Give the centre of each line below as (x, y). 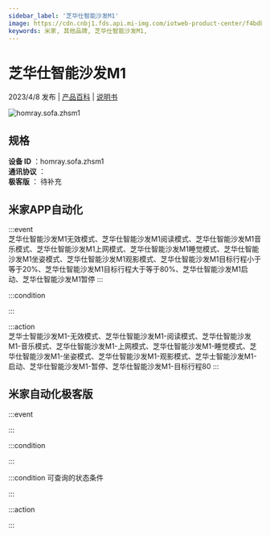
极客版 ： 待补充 (35, 181)
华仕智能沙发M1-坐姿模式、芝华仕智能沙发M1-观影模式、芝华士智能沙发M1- (133, 356)
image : (19, 23)
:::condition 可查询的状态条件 (56, 477)
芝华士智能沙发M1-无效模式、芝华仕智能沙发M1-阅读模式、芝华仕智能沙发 (130, 336)
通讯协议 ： (27, 172)
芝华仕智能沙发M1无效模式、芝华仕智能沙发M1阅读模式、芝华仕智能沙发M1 (131, 239)
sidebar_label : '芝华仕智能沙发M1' (63, 16)
